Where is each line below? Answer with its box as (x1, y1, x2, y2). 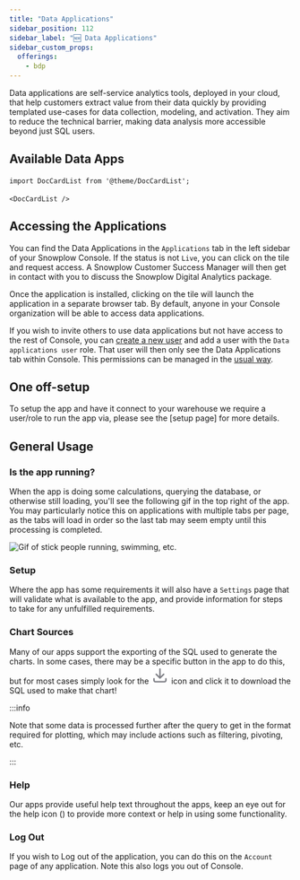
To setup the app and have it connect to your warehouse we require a (9, 404, 266, 414)
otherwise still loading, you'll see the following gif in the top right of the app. (9, 496, 290, 507)
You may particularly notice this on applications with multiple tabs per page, (9, 505, 289, 516)
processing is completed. (9, 525, 103, 536)
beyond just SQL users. (9, 126, 96, 136)
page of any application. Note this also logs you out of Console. (9, 861, 244, 872)
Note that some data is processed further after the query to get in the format (9, 719, 291, 730)
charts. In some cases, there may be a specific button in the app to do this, (9, 656, 286, 667)
